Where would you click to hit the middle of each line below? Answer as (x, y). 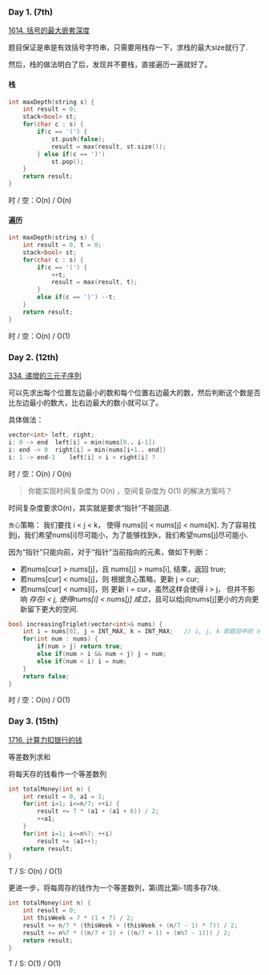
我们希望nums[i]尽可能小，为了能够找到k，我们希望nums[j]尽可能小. (136, 535)
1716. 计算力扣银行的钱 (45, 739)
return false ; (46, 676)
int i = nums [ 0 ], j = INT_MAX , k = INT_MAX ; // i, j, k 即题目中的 (138, 632)
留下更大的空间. (52, 609)
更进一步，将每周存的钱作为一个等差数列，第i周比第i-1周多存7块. (114, 888)
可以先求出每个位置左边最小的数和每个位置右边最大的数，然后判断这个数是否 (134, 392)
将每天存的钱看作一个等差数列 (57, 774)
